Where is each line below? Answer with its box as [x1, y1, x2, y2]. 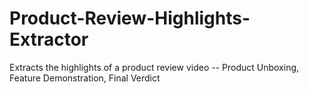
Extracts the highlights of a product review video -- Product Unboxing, [9, 61, 300, 73]
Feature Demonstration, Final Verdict [9, 72, 161, 84]
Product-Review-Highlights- [9, 7, 251, 30]
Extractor [9, 28, 89, 51]
